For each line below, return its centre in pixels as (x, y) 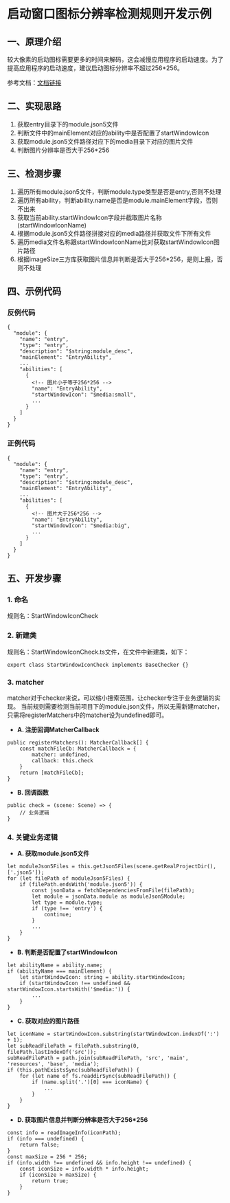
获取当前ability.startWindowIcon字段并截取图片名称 (90, 217)
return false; (39, 1145)
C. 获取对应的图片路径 (48, 1021)
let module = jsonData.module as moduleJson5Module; (109, 897)
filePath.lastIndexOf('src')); (52, 1052)
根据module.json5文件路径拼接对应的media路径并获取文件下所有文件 (114, 233)
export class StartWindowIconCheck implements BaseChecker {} (98, 665)
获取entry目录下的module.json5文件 (68, 124)
